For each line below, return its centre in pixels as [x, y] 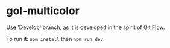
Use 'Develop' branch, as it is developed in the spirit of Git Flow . [86, 27]
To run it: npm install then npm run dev [55, 39]
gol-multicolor [43, 11]
